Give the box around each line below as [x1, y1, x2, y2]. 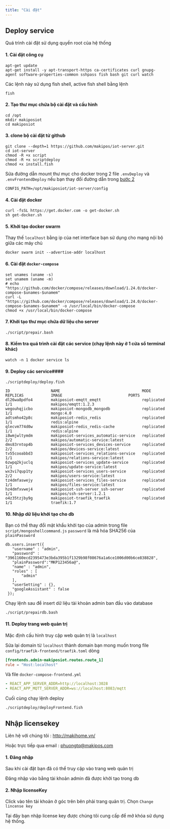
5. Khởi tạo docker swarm [5, 223, 61, 229]
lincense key [5, 804, 33, 809]
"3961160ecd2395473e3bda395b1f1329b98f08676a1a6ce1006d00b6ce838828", [5, 555, 158, 561]
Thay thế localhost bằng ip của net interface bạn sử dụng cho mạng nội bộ [5, 234, 164, 241]
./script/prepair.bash [5, 330, 53, 335]
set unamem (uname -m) [5, 276, 53, 281]
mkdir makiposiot [5, 117, 42, 123]
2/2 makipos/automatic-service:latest [5, 438, 124, 443]
